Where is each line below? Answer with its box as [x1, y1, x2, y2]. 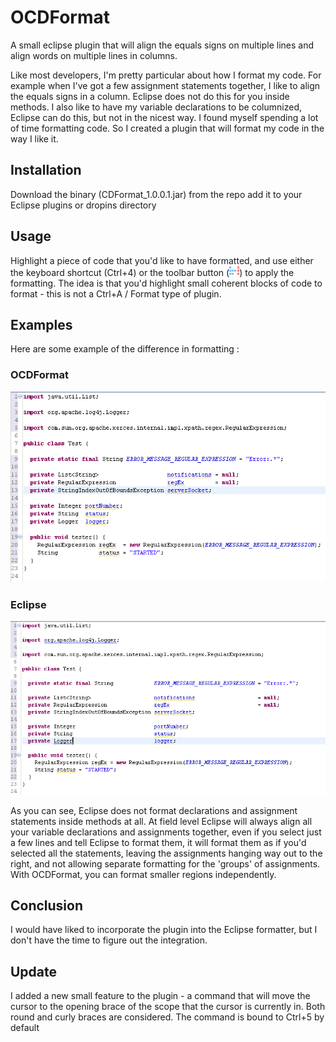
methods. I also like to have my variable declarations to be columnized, [10, 101, 302, 113]
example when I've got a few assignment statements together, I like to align [10, 79, 321, 91]
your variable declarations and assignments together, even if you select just [10, 826, 322, 838]
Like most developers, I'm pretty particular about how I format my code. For [10, 69, 322, 81]
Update [10, 963, 58, 980]
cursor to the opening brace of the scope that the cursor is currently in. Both [10, 1001, 326, 1013]
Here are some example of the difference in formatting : [10, 343, 240, 355]
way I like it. [10, 132, 59, 145]
